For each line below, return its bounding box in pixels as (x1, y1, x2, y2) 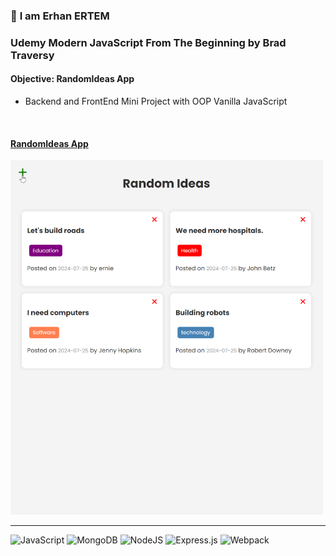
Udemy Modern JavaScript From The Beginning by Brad (10, 35, 287, 49)
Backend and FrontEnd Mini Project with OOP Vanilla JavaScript (24, 95, 288, 108)
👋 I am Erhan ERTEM (10, 9, 110, 23)
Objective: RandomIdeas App (10, 73, 135, 85)
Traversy (10, 48, 55, 62)
